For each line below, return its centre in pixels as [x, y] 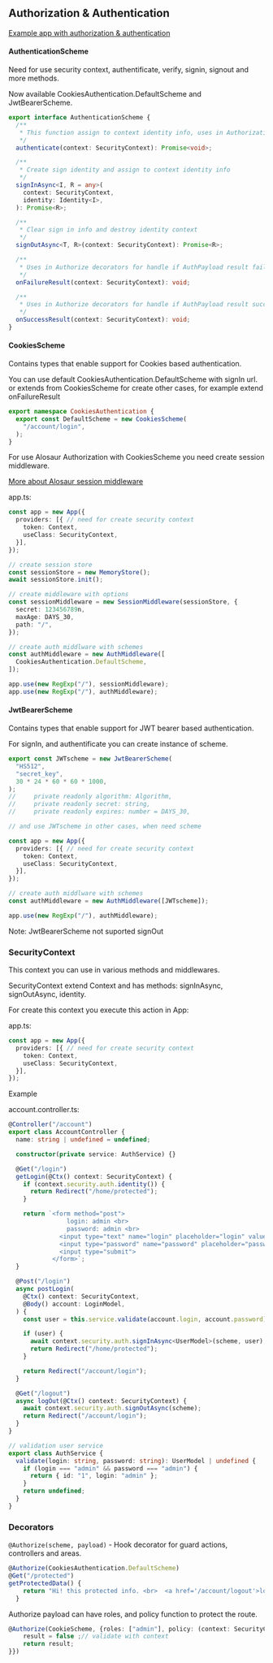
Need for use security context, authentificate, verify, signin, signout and [129, 70]
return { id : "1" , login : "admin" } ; [94, 1476]
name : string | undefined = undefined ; [83, 1140]
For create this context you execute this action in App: [99, 1010]
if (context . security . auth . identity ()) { [94, 1184]
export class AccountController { [67, 1132]
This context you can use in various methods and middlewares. [114, 970]
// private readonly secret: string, [80, 804]
